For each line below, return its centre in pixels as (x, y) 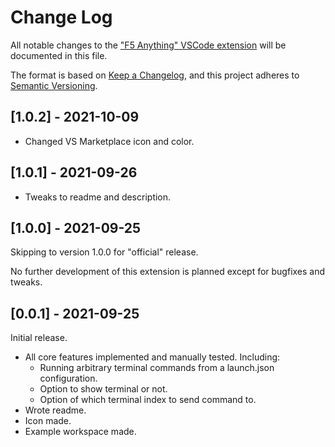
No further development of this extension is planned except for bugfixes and (168, 272)
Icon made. (48, 421)
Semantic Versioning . (54, 85)
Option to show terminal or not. (103, 389)
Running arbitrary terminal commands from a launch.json (157, 368)
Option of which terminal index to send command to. (148, 400)
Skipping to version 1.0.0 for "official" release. (104, 252)
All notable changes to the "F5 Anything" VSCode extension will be (148, 45)
